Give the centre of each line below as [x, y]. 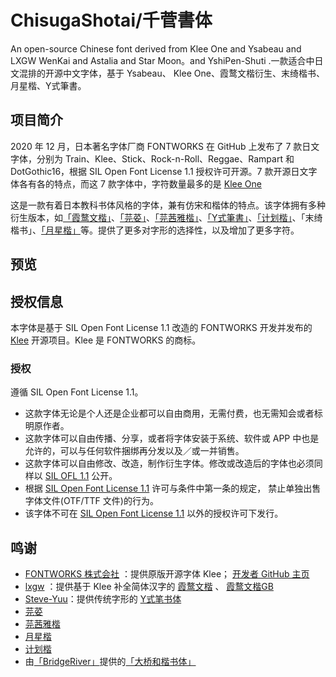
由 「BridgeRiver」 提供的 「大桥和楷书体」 [110, 662]
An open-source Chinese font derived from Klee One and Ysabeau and [156, 48]
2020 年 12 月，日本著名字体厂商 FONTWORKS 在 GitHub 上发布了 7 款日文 [165, 146]
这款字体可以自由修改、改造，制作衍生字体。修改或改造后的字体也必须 [169, 463]
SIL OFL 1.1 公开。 [81, 476]
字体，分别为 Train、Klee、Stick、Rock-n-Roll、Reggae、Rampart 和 [152, 158]
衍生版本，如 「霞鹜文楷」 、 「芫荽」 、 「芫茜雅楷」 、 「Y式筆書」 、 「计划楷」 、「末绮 [166, 217]
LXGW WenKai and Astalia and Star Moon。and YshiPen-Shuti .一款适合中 [162, 60]
